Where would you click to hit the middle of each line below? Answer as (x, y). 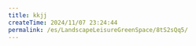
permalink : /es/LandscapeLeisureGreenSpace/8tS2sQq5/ (98, 30)
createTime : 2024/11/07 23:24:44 (63, 23)
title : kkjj (28, 15)
